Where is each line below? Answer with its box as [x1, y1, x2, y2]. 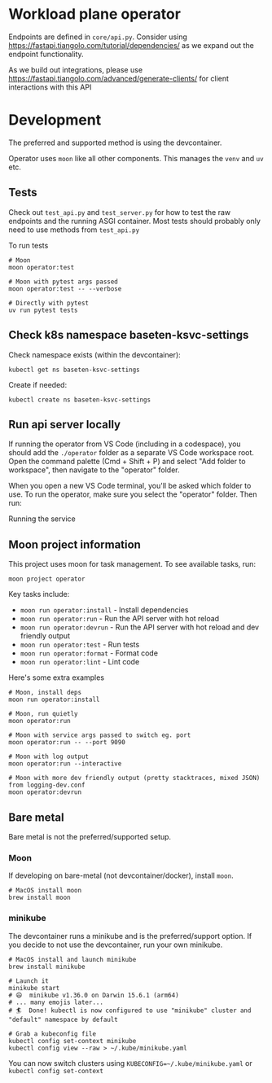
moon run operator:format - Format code [20, 648, 159, 658]
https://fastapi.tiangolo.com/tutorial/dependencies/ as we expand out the [8, 40, 254, 50]
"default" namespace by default [8, 1015, 118, 1024]
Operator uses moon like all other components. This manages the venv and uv [8, 153, 264, 163]
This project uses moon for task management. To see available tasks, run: [8, 559, 257, 569]
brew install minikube [8, 962, 86, 971]
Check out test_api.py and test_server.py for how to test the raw [8, 207, 231, 217]
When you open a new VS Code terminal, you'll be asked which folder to [8, 481, 252, 491]
